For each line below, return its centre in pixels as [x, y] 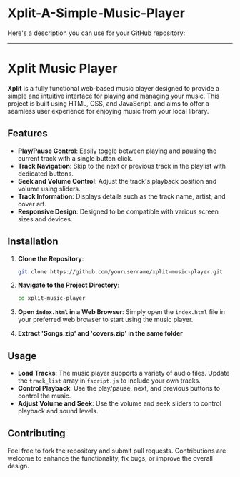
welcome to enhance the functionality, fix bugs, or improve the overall [110, 458]
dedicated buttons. [45, 174]
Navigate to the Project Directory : [69, 285]
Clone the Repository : [51, 258]
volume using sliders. [49, 189]
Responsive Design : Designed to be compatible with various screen [118, 211]
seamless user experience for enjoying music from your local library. [108, 111]
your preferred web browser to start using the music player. [105, 320]
